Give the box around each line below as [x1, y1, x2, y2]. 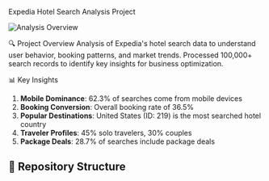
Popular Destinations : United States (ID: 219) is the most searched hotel [19, 111, 261, 120]
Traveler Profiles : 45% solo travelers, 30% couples [19, 128, 192, 137]
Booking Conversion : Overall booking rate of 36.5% [19, 103, 195, 112]
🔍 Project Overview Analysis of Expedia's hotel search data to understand [8, 39, 256, 48]
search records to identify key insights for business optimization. [8, 59, 224, 68]
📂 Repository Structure [8, 160, 126, 174]
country [19, 120, 47, 128]
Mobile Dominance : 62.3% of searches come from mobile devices [19, 94, 242, 103]
